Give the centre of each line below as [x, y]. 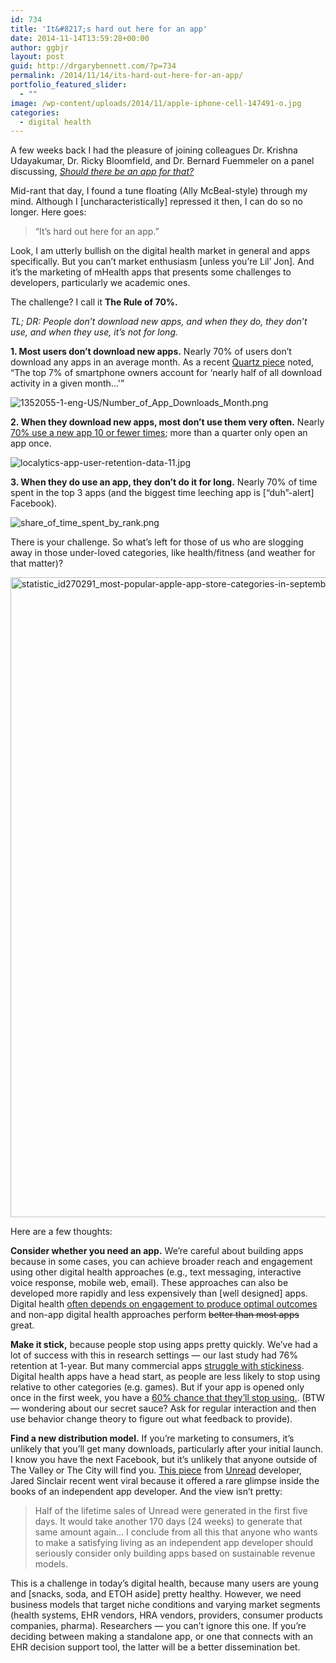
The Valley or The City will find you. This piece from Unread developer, [156, 1470]
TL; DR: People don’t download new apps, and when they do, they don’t [159, 322]
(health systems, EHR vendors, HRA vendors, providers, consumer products [166, 1615]
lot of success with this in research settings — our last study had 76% [154, 1355]
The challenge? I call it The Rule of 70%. [94, 302]
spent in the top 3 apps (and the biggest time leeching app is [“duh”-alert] [162, 493]
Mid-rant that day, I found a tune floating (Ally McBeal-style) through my [159, 191]
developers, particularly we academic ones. [100, 283]
